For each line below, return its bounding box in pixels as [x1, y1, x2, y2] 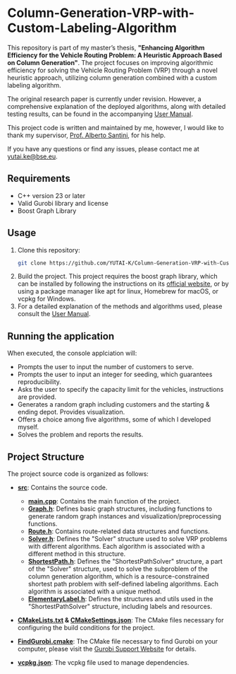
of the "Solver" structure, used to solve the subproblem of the [27, 564, 208, 574]
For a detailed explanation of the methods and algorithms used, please [17, 302, 223, 310]
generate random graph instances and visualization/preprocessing [27, 512, 222, 521]
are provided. [17, 393, 57, 401]
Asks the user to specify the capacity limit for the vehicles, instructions [17, 385, 224, 394]
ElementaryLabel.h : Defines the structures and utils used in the [27, 595, 213, 603]
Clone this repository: [17, 245, 80, 254]
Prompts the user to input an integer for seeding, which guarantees [17, 370, 213, 379]
